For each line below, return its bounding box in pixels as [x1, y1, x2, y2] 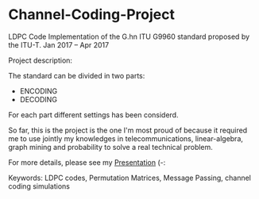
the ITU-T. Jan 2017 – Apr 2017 [8, 40, 110, 49]
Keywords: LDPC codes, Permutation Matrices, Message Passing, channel [8, 173, 252, 182]
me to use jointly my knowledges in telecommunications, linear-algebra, [8, 133, 244, 144]
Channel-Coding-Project [8, 6, 176, 24]
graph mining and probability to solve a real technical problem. [8, 142, 213, 151]
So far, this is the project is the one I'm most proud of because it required [8, 125, 248, 135]
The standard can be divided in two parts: [8, 71, 145, 80]
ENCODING [19, 86, 58, 96]
